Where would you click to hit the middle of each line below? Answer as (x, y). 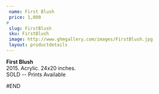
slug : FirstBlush (30, 28)
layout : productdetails (38, 45)
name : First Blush (32, 12)
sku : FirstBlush (29, 34)
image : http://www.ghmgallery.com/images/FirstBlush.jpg (81, 39)
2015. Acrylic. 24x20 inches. (41, 68)
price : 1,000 (25, 17)
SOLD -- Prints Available (36, 74)
